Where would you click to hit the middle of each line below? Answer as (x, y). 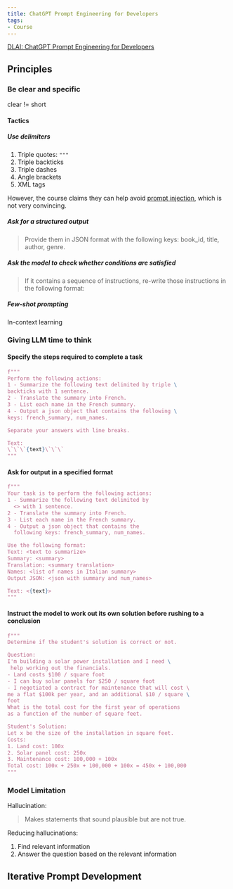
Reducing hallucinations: (43, 833)
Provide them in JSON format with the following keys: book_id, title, (122, 239)
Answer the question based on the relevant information (97, 854)
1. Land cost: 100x (36, 746)
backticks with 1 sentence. (48, 391)
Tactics (18, 120)
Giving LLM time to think (49, 340)
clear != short (27, 105)
